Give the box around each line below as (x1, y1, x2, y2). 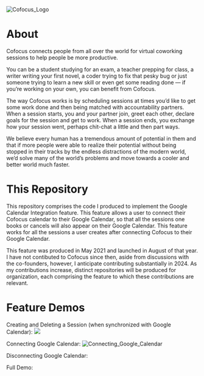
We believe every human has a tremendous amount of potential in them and (6, 135, 197, 142)
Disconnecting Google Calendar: (6, 352, 88, 359)
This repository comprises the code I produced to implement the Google (6, 202, 188, 210)
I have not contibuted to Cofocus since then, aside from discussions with (6, 253, 189, 260)
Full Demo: (6, 364, 33, 371)
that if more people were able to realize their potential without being (6, 141, 177, 149)
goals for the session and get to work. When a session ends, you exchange (6, 116, 195, 123)
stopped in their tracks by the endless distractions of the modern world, (6, 147, 186, 155)
